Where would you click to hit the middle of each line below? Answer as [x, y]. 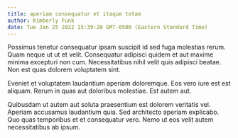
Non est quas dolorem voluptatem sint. [64, 70]
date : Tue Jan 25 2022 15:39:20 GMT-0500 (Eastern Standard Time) [108, 27]
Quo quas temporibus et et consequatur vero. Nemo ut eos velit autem [110, 120]
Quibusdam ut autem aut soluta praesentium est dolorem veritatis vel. [109, 105]
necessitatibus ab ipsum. [44, 127]
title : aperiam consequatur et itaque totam [74, 14]
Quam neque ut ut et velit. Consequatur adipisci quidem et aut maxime [110, 54]
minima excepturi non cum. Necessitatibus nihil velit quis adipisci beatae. [114, 62]
